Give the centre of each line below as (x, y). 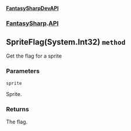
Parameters (23, 71)
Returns (17, 109)
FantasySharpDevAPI (33, 8)
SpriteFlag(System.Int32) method (66, 42)
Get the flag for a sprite (34, 56)
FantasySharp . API (32, 23)
